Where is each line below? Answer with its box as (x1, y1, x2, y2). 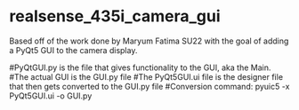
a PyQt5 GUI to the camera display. (9, 44, 138, 55)
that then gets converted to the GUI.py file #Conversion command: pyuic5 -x (9, 81, 290, 91)
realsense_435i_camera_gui (9, 6, 221, 27)
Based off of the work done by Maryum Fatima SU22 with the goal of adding (9, 35, 289, 46)
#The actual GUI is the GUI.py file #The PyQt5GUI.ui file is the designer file (9, 71, 283, 82)
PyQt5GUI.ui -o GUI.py (9, 90, 93, 101)
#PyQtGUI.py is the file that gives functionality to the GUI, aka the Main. (9, 62, 271, 73)
